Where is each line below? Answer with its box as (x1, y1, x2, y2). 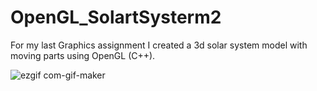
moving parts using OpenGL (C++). (10, 49, 156, 61)
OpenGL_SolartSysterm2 (10, 6, 222, 29)
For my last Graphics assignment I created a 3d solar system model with (10, 39, 308, 51)
